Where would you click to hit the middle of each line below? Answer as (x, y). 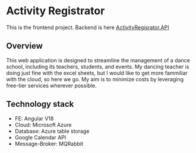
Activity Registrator (56, 11)
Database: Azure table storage (52, 131)
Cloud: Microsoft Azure (43, 125)
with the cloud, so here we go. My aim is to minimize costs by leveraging (95, 79)
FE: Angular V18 (34, 118)
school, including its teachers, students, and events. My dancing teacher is (98, 66)
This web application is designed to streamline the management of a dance (98, 60)
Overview (25, 46)
